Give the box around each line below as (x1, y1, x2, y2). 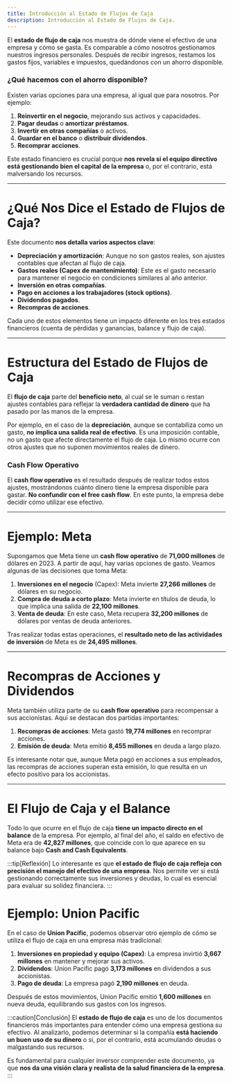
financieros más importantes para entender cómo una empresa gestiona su (7, 1020, 223, 1029)
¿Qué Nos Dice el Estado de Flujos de (7, 200, 225, 216)
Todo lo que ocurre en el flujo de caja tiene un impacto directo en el (7, 823, 203, 832)
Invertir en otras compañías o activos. (17, 126, 128, 135)
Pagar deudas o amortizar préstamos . (17, 119, 130, 127)
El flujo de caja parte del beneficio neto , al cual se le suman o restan (7, 392, 205, 401)
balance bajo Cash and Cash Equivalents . (7, 846, 128, 854)
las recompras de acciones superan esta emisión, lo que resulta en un (7, 762, 208, 771)
